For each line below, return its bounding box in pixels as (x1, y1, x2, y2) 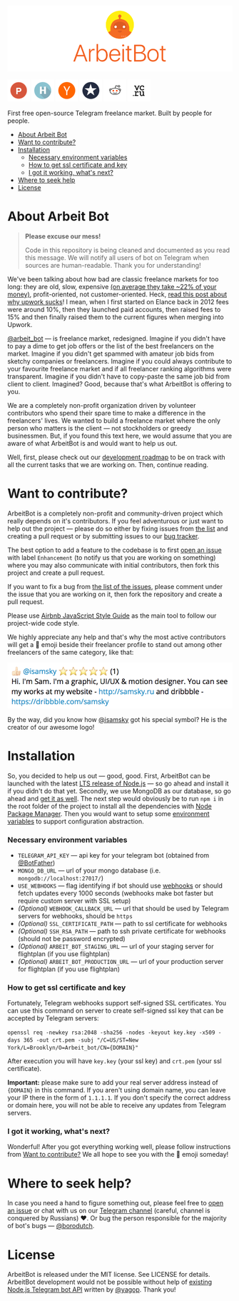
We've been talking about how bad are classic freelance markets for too (7, 275, 219, 283)
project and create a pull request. (7, 568, 106, 577)
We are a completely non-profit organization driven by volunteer (7, 401, 196, 410)
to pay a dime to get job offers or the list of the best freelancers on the (7, 342, 214, 351)
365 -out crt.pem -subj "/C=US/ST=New (23, 1037, 139, 1044)
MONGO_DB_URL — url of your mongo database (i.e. (17, 866, 161, 875)
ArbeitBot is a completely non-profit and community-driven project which (7, 509, 223, 518)
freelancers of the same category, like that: (7, 648, 134, 657)
